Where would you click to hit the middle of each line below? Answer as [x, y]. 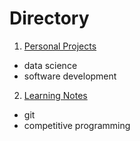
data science [50, 65]
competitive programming [77, 125]
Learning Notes [55, 95]
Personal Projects [60, 46]
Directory [49, 18]
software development [70, 76]
